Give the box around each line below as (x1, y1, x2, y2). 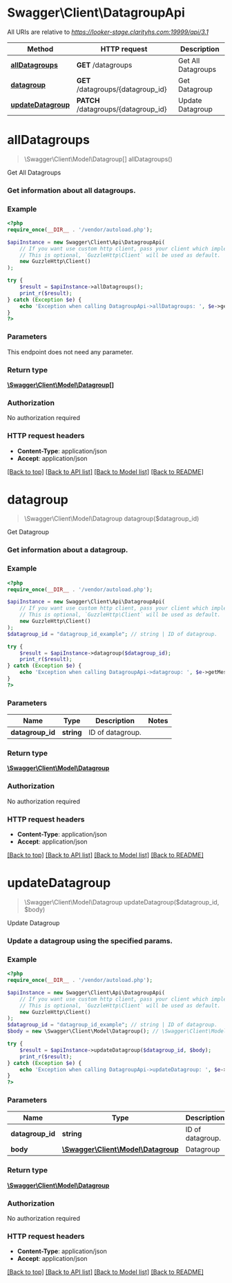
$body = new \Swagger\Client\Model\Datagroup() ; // (7, 1028, 159, 1035)
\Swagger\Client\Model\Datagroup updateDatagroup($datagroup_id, (23, 898, 220, 906)
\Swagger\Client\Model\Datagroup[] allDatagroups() (23, 154, 173, 163)
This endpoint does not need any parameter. (7, 347, 133, 356)
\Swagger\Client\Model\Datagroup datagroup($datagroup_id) (23, 514, 200, 523)
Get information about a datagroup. (7, 545, 128, 555)
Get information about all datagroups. (7, 185, 136, 195)
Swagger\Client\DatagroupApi (7, 5, 185, 21)
